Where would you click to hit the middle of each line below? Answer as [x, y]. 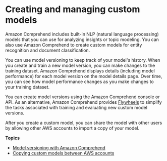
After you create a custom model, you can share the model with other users [84, 123]
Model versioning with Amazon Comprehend [59, 147]
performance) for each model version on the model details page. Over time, [84, 76]
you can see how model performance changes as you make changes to [79, 82]
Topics [13, 138]
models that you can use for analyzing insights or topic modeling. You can [82, 39]
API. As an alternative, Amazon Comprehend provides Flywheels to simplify [84, 102]
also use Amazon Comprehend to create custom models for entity [74, 45]
